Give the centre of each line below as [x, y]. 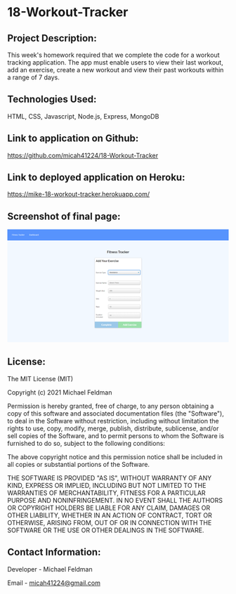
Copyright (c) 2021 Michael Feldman [60, 392]
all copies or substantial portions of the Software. [78, 464]
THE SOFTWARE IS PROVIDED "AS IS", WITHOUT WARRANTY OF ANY [110, 477]
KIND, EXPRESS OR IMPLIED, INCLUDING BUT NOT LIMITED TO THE [107, 485]
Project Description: [52, 38]
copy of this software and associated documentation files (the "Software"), [116, 413]
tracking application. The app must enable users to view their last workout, [115, 62]
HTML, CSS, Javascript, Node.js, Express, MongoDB [83, 116]
